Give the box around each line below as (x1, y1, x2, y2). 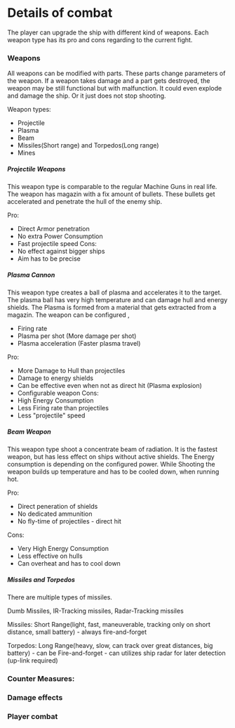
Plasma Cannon (7, 271, 55, 279)
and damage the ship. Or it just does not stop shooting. (7, 91, 166, 100)
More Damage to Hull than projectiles (17, 367, 126, 375)
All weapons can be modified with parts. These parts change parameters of (7, 69, 226, 78)
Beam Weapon (7, 427, 51, 436)
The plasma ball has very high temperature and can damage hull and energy (7, 296, 228, 304)
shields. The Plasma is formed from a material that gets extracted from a (7, 304, 217, 312)
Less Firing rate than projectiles (17, 404, 109, 412)
